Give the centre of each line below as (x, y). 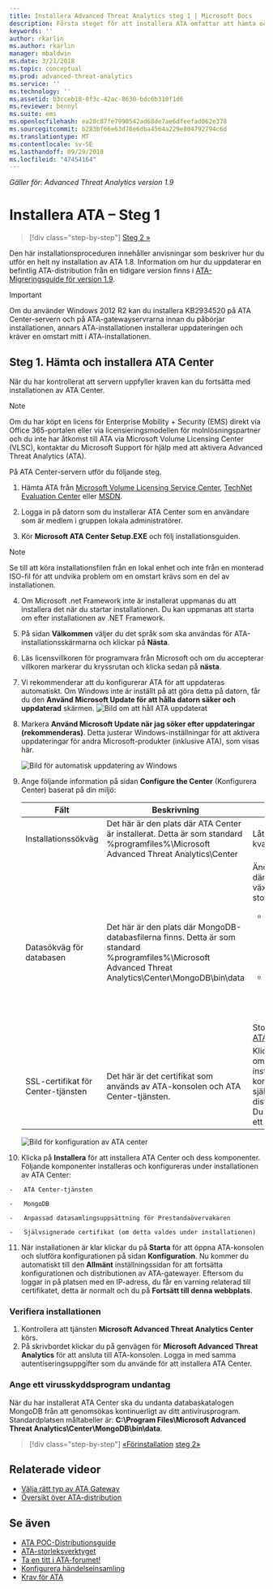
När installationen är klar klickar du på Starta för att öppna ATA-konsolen (142, 1247)
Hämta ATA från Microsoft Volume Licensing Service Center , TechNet (136, 487)
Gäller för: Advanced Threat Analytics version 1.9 (92, 183)
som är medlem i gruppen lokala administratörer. (102, 521)
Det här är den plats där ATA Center (174, 823)
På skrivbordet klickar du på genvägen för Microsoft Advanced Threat (139, 1346)
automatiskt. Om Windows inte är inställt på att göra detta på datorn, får (141, 691)
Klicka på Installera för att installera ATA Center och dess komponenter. (141, 1158)
